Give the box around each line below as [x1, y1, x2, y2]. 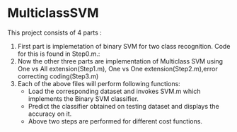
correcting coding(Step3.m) [17, 72, 99, 80]
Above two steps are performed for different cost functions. [28, 116, 203, 125]
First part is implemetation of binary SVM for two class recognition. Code [17, 42, 231, 50]
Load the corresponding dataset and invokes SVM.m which [28, 87, 201, 95]
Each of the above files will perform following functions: [17, 79, 180, 88]
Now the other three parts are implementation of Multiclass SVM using [17, 56, 224, 65]
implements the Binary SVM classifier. [28, 94, 139, 103]
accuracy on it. [28, 109, 72, 118]
